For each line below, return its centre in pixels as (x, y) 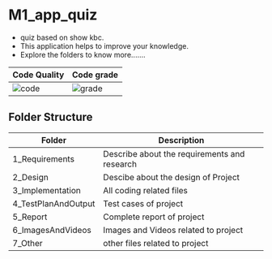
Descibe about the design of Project (172, 177)
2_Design (30, 177)
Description (181, 140)
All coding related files (146, 190)
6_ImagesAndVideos (52, 230)
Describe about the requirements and (174, 153)
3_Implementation (47, 190)
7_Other (28, 243)
